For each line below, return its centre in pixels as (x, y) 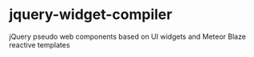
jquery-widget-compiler (91, 15)
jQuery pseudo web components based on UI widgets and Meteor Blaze (128, 36)
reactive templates (40, 44)
